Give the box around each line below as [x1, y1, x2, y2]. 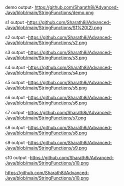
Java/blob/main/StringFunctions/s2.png [5, 40, 87, 46]
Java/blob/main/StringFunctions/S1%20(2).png [5, 25, 102, 31]
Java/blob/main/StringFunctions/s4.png [5, 70, 87, 76]
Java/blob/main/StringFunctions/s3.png [5, 55, 87, 61]
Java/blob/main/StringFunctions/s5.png [5, 85, 87, 91]
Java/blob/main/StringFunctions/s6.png [5, 100, 87, 106]
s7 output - [5, 110, 28, 115]
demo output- [5, 5, 34, 10]
